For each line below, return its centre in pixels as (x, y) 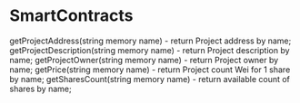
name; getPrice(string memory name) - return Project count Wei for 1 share (150, 70)
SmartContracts (71, 16)
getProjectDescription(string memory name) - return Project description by (150, 50)
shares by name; (40, 89)
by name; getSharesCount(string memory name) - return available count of (150, 79)
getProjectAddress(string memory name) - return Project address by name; (150, 41)
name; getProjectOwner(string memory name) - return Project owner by (144, 60)
